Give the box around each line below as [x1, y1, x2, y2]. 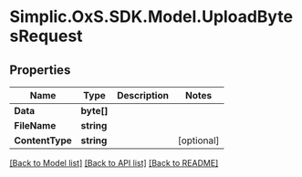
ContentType [14, 134, 73, 147]
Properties [9, 62, 71, 78]
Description [117, 89, 169, 101]
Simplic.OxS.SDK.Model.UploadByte [9, 6, 294, 27]
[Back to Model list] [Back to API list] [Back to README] [9, 158, 219, 168]
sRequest [9, 26, 84, 47]
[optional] [177, 134, 220, 147]
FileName [14, 120, 57, 131]
